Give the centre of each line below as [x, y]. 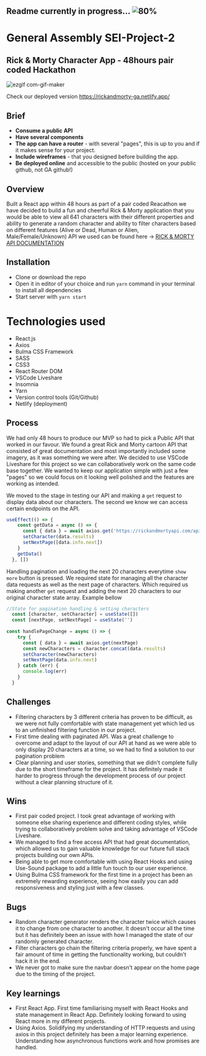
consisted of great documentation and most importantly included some [96, 451]
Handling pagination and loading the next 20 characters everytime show [96, 571]
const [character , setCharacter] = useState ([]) [75, 615]
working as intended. [33, 483]
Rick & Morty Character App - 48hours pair [90, 60]
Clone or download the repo [51, 277]
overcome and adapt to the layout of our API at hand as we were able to [106, 743]
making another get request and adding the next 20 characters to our [94, 591]
